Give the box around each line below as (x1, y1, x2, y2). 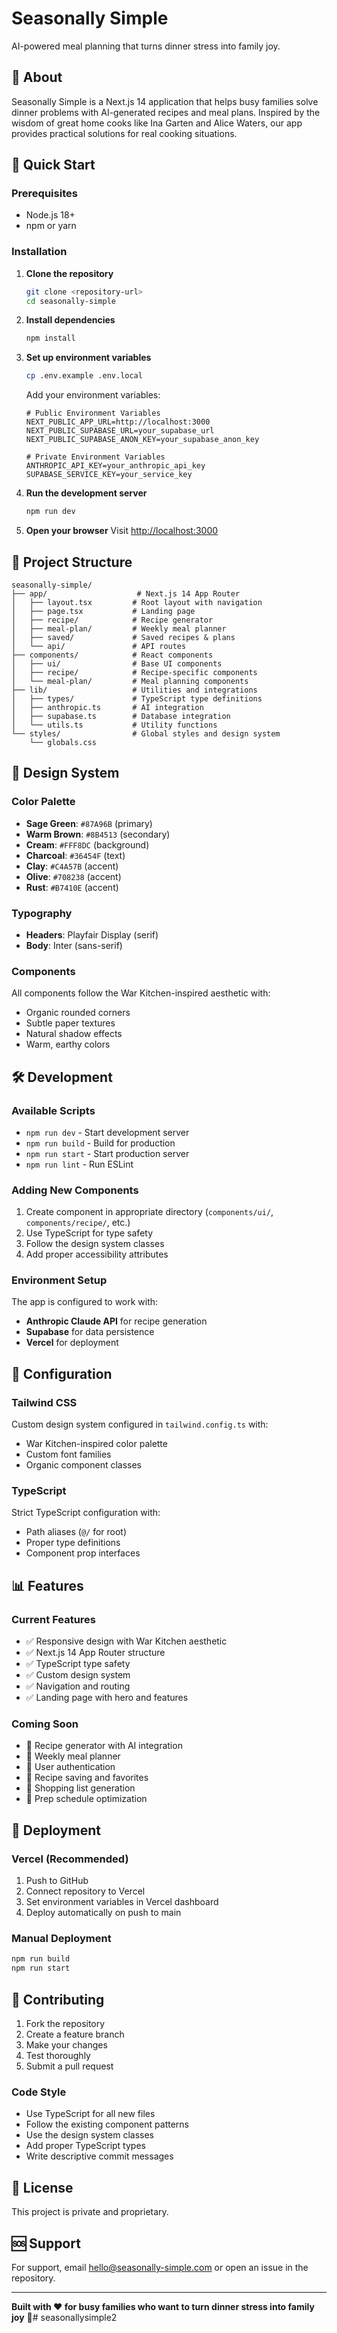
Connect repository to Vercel (25, 1885, 146, 1897)
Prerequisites (11, 187, 78, 201)
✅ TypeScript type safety (25, 1658, 131, 1670)
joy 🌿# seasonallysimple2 (11, 2311, 118, 2323)
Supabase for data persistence (25, 1326, 155, 1338)
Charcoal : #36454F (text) (25, 849, 126, 861)
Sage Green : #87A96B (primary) (25, 817, 153, 829)
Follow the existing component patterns (25, 2118, 189, 2131)
